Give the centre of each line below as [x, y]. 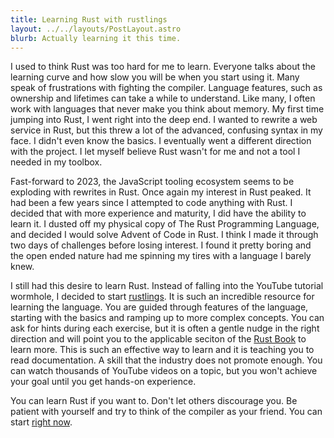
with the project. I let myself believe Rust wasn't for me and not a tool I [155, 152]
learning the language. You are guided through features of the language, [159, 307]
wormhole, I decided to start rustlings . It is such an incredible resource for [162, 297]
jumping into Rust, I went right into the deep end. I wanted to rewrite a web [164, 120]
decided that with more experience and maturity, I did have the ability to [158, 213]
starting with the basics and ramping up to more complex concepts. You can [167, 318]
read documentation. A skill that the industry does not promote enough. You [166, 360]
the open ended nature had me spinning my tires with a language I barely [161, 256]
